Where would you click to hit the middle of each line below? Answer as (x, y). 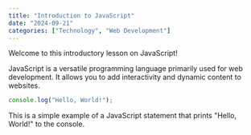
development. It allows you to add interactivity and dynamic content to (125, 77)
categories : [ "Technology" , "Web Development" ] (90, 30)
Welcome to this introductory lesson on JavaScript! (93, 54)
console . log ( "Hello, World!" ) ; (61, 101)
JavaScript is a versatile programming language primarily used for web (126, 69)
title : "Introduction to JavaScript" (72, 16)
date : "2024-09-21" (41, 23)
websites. (24, 85)
